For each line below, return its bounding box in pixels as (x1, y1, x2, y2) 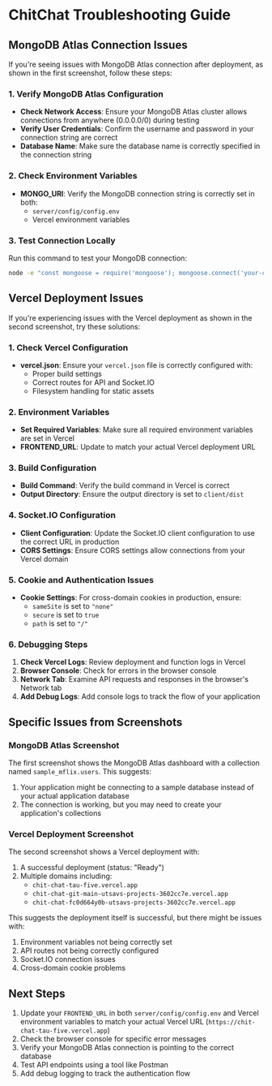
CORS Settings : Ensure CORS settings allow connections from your (19, 545, 245, 555)
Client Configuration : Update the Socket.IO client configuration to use (19, 528, 255, 537)
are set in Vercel (19, 433, 75, 443)
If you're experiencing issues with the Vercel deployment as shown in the (8, 312, 253, 322)
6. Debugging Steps (8, 639, 88, 650)
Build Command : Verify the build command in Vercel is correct (19, 481, 230, 490)
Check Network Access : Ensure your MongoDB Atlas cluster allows (19, 107, 248, 117)
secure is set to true (32, 610, 100, 620)
